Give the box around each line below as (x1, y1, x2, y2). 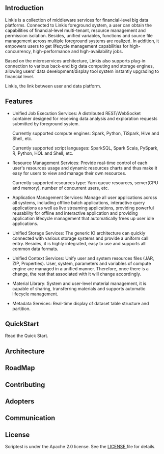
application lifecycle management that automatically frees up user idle (12, 215, 155, 221)
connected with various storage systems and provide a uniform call (12, 235, 149, 241)
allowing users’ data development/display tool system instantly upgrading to (5, 68, 159, 74)
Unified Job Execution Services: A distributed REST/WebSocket (12, 110, 141, 116)
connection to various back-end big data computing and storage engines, (5, 63, 154, 69)
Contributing (5, 380, 45, 389)
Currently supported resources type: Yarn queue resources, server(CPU (12, 179, 159, 186)
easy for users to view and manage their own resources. (12, 170, 127, 176)
